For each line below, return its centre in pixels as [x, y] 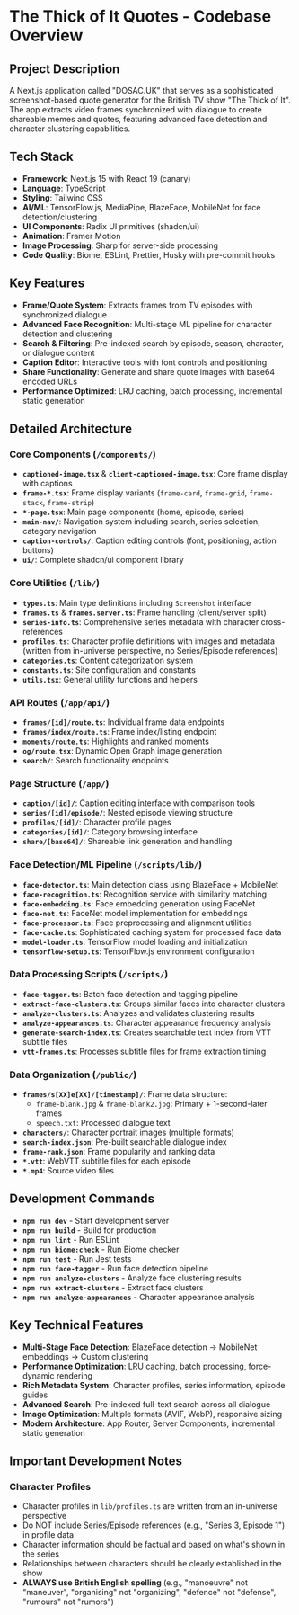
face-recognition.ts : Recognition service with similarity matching [145, 894]
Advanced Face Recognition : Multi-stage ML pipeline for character [147, 324]
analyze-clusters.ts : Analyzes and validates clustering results [138, 1013]
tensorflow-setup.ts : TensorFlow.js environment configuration [138, 951]
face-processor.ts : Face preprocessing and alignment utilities [137, 923]
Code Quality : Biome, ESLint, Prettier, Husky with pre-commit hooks [149, 254]
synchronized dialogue [65, 314]
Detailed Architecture [71, 429]
